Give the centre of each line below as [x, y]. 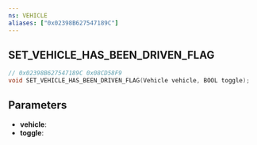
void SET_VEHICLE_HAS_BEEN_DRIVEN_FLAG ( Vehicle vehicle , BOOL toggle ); [129, 81]
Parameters [38, 105]
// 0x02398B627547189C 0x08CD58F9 [65, 73]
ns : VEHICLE [28, 15]
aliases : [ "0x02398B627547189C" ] [63, 23]
